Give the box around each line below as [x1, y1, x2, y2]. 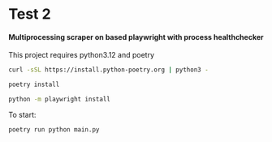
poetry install [8, 80, 60, 89]
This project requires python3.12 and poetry [8, 50, 155, 60]
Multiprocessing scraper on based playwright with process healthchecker [8, 32, 264, 41]
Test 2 [8, 5, 51, 24]
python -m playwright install [8, 95, 111, 104]
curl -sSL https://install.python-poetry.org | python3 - [8, 66, 209, 74]
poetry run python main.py [8, 126, 100, 134]
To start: [8, 110, 37, 120]
